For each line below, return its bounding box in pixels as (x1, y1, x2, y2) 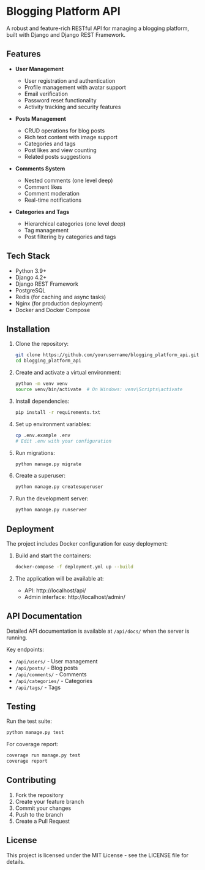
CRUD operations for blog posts (24, 127, 105, 134)
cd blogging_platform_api (15, 357, 81, 364)
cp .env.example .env (15, 432, 70, 438)
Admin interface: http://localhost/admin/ (24, 593, 125, 600)
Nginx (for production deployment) (15, 299, 103, 307)
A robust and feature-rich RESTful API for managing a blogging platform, (6, 25, 190, 32)
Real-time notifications (24, 196, 81, 204)
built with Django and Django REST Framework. (6, 31, 126, 38)
